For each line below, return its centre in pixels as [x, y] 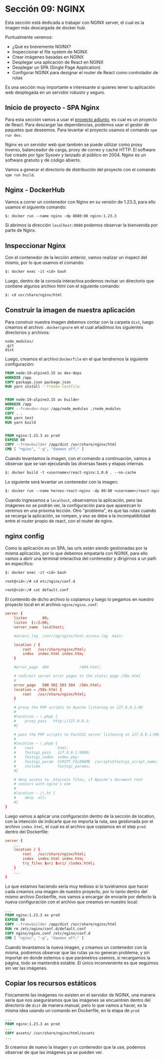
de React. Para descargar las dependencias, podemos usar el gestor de [77, 124]
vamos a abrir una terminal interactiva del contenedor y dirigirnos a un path [81, 558]
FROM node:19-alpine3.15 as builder [42, 400]
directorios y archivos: [28, 332]
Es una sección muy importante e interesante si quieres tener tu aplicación [80, 87]
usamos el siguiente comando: [36, 207]
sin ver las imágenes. [26, 968]
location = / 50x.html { [38, 690]
